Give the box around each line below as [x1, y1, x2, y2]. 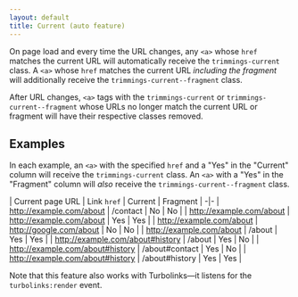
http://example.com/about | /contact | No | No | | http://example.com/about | [9, 206, 290, 217]
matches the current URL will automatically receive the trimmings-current [9, 55, 280, 66]
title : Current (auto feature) [9, 21, 126, 30]
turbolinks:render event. [9, 280, 103, 291]
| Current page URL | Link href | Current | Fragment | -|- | [9, 196, 220, 207]
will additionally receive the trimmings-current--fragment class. [9, 74, 243, 85]
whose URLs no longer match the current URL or [79, 101, 258, 111]
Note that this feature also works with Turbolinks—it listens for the [9, 270, 252, 281]
